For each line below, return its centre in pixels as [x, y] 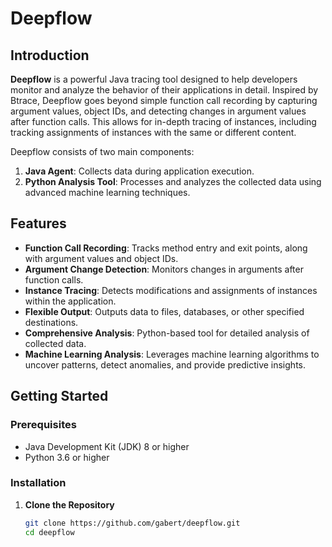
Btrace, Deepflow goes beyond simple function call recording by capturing [164, 100]
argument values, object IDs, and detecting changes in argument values [158, 111]
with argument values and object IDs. [101, 258]
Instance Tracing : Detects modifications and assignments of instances [171, 290]
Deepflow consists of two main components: [102, 151]
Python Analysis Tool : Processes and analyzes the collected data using [173, 181]
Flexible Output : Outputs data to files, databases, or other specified [164, 311]
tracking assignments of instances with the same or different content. [153, 132]
